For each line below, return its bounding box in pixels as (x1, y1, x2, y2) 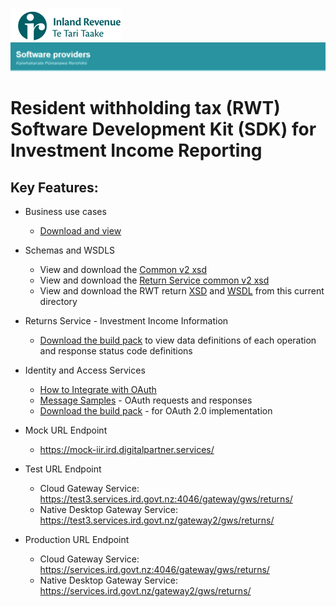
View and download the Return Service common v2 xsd (39, 274, 270, 287)
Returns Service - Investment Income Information (24, 315, 229, 327)
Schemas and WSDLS (24, 244, 116, 257)
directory (39, 296, 78, 308)
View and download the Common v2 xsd (39, 264, 207, 276)
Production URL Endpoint (24, 534, 130, 546)
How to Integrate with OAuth (39, 384, 157, 396)
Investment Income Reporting (10, 139, 263, 162)
